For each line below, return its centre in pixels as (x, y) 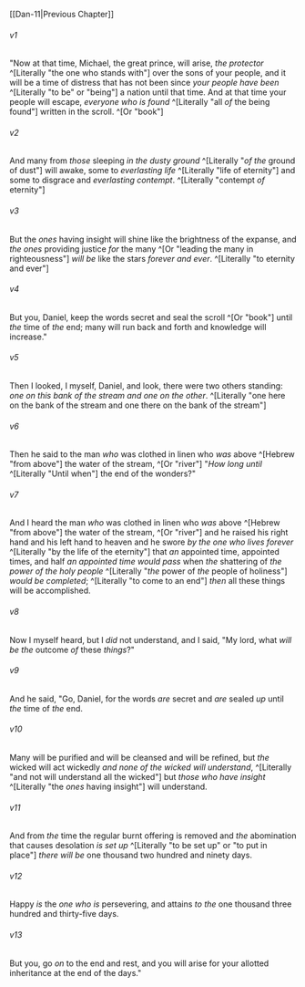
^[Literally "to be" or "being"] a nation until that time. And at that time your (148, 92)
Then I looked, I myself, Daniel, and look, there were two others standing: (147, 386)
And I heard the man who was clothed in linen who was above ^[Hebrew (145, 523)
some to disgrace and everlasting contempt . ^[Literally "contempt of (137, 180)
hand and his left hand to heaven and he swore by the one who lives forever (152, 542)
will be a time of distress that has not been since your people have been (144, 83)
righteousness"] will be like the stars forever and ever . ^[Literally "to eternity (152, 258)
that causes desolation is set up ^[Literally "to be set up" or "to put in (138, 846)
